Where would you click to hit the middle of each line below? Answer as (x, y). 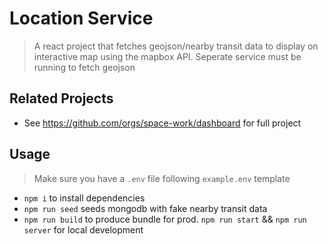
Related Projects (61, 98)
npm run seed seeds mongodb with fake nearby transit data (145, 208)
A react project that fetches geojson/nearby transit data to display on (176, 46)
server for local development (83, 229)
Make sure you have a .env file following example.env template (162, 178)
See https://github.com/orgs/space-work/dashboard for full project (162, 123)
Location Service (81, 18)
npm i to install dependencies (84, 198)
